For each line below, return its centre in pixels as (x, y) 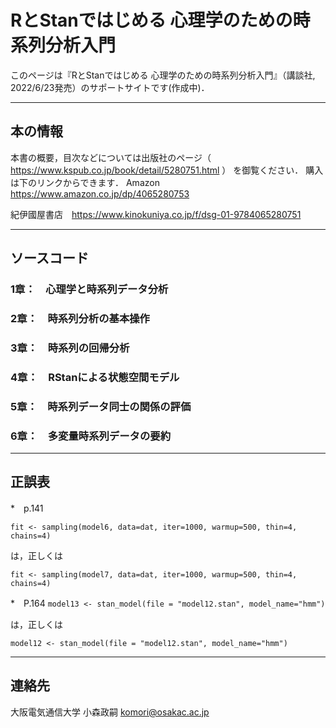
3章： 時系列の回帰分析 (70, 348)
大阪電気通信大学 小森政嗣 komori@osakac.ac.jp (110, 712)
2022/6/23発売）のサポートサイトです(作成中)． (110, 87)
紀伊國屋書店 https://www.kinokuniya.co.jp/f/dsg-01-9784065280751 (156, 214)
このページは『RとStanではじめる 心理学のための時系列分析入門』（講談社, (163, 75)
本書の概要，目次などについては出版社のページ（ (111, 157)
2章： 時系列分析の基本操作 (80, 318)
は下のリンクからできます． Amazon (85, 182)
